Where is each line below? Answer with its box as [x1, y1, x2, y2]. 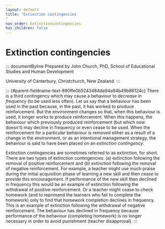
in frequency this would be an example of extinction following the [5, 182, 139, 187]
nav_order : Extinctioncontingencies [5, 21, 81, 26]
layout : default [5, 7, 39, 12]
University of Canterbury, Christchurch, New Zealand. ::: [5, 78, 121, 84]
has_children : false [5, 26, 48, 31]
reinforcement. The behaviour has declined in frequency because [5, 208, 139, 214]
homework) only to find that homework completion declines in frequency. [5, 197, 155, 203]
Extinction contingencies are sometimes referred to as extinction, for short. [5, 150, 159, 156]
